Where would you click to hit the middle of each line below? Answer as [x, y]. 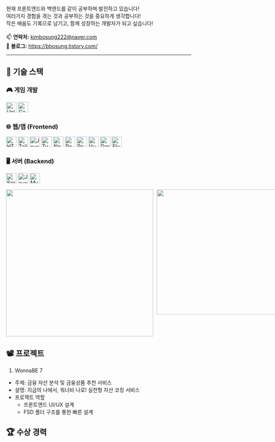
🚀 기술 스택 [25, 72]
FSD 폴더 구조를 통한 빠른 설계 [58, 412]
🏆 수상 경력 [26, 432]
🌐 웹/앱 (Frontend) [32, 126]
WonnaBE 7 [28, 371]
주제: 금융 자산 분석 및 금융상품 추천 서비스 [63, 383]
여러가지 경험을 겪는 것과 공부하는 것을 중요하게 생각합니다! [73, 16]
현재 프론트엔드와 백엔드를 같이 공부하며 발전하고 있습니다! [73, 9]
